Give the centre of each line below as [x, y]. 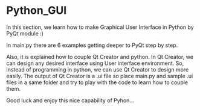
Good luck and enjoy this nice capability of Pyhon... [70, 100]
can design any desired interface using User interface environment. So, [95, 63]
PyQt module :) [25, 33]
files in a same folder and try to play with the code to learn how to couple [97, 82]
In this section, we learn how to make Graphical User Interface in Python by [100, 27]
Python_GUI [37, 11]
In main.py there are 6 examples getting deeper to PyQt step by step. [92, 45]
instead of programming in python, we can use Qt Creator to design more [98, 69]
